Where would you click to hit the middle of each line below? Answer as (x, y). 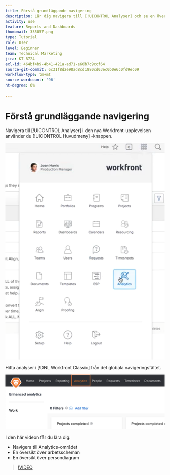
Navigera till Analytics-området (45, 447)
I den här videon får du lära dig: (38, 437)
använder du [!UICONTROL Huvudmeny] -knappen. (59, 136)
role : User (17, 43)
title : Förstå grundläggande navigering (49, 11)
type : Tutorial (21, 37)
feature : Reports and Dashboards (40, 27)
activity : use (20, 21)
